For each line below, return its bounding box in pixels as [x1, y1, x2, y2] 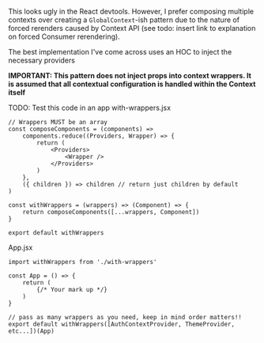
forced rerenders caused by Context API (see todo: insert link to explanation [8, 24, 256, 32]
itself [8, 88, 26, 97]
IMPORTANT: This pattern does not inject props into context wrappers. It [8, 71, 251, 80]
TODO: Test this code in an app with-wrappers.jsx [8, 103, 172, 112]
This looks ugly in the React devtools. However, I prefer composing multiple [8, 7, 255, 16]
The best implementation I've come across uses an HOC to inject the [8, 47, 232, 56]
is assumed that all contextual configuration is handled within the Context [8, 79, 256, 89]
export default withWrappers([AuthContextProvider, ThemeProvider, [8, 320, 236, 328]
